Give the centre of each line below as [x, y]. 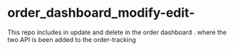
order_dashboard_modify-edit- [101, 13]
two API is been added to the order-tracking [72, 39]
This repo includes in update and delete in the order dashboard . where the [117, 32]
